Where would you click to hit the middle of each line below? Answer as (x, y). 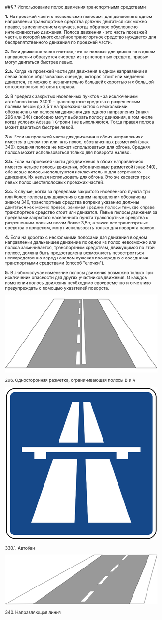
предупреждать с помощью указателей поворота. (57, 288)
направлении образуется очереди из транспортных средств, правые (77, 57)
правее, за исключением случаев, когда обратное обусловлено (71, 27)
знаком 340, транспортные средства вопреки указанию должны (72, 202)
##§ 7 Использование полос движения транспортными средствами (75, 7)
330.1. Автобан (20, 548)
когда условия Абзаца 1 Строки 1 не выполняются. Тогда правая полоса (80, 122)
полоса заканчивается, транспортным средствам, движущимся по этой (80, 248)
